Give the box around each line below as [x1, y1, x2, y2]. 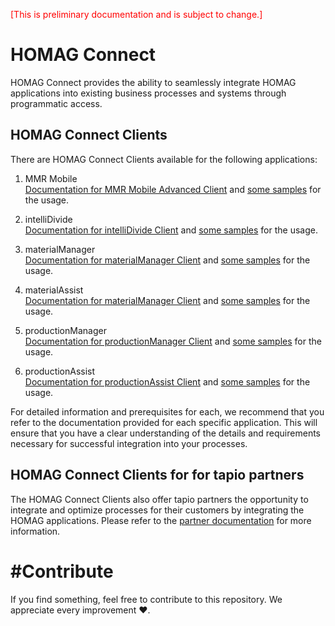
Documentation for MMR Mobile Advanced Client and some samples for [24, 183, 322, 195]
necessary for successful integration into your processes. [10, 437, 248, 449]
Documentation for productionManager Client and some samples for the [24, 335, 322, 347]
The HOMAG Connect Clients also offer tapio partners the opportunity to [10, 493, 309, 505]
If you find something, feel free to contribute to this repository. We [10, 593, 283, 605]
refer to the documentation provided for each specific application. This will [10, 416, 318, 428]
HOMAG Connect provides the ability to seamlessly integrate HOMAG [10, 76, 297, 88]
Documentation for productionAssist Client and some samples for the [24, 375, 311, 388]
